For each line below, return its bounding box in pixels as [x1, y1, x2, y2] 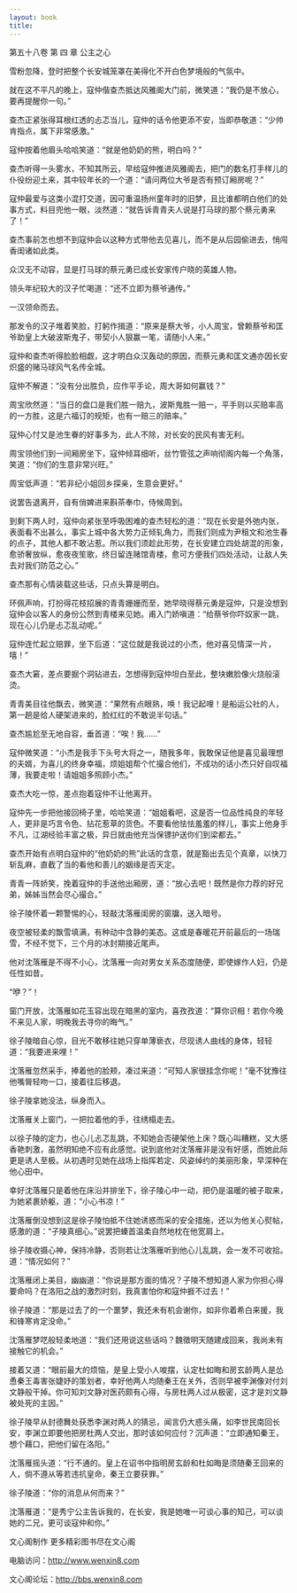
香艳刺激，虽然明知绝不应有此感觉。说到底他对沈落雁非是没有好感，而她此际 [9, 1144, 288, 1154]
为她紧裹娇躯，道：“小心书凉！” [9, 1196, 126, 1206]
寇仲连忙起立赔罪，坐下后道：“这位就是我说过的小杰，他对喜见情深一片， [9, 638, 277, 649]
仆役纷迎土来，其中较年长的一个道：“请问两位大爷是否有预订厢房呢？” [9, 174, 264, 184]
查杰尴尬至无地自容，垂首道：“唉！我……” [9, 728, 161, 738]
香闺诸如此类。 [9, 245, 64, 255]
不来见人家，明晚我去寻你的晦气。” [9, 1016, 133, 1027]
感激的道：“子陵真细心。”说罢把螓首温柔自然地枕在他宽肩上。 [9, 1225, 230, 1237]
